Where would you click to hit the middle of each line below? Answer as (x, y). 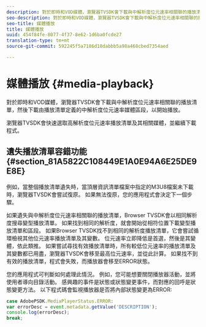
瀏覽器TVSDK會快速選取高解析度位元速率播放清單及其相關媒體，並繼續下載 (101, 123)
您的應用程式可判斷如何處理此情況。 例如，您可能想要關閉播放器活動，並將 (101, 274)
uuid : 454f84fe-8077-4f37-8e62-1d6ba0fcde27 (64, 35)
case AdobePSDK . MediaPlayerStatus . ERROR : (60, 301)
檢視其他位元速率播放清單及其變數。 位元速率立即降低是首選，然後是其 (101, 238)
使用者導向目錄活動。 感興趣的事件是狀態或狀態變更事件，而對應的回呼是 (98, 282)
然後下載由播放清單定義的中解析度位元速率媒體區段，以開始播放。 (100, 110)
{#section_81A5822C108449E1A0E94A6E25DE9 (102, 162)
